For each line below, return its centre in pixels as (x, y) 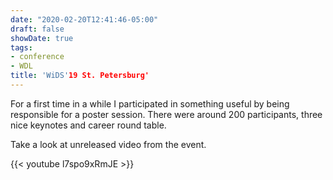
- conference (37, 57)
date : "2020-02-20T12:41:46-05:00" (84, 19)
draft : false (37, 29)
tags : (21, 47)
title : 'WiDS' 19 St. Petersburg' (80, 76)
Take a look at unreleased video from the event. (108, 144)
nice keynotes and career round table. (88, 125)
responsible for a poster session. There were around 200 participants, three (166, 114)
